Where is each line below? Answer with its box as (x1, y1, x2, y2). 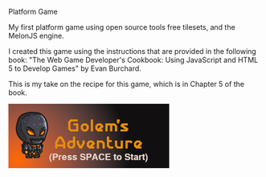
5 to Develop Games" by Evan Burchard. (8, 64, 142, 73)
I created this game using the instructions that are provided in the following (8, 47, 257, 56)
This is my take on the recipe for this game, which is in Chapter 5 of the (8, 80, 245, 88)
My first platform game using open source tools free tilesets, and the (8, 23, 235, 31)
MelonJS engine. (8, 31, 64, 40)
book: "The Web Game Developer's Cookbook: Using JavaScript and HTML (8, 56, 259, 64)
